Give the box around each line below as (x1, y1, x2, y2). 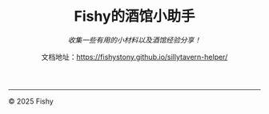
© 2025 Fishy (8, 96, 54, 106)
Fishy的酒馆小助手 (74, 7, 195, 26)
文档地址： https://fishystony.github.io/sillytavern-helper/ (41, 52, 228, 61)
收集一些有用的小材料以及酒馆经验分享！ (67, 35, 202, 45)
